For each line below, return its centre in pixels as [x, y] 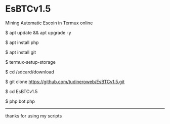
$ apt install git [21, 52]
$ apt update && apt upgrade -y [38, 32]
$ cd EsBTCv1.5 [22, 91]
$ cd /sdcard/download [30, 72]
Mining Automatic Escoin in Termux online [49, 23]
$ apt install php [22, 42]
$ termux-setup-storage [30, 62]
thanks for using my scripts [34, 116]
